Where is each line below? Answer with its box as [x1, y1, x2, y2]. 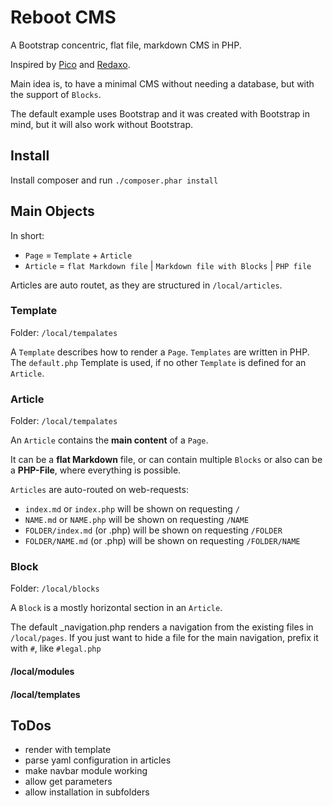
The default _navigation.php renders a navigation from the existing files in [10, 621, 314, 633]
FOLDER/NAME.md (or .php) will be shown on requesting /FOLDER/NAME [24, 535, 301, 547]
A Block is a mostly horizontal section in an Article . [10, 602, 223, 614]
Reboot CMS [10, 6, 117, 29]
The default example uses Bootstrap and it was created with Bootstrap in [10, 107, 311, 120]
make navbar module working [24, 765, 148, 777]
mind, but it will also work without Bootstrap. [10, 118, 193, 130]
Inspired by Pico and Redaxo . [10, 58, 131, 70]
